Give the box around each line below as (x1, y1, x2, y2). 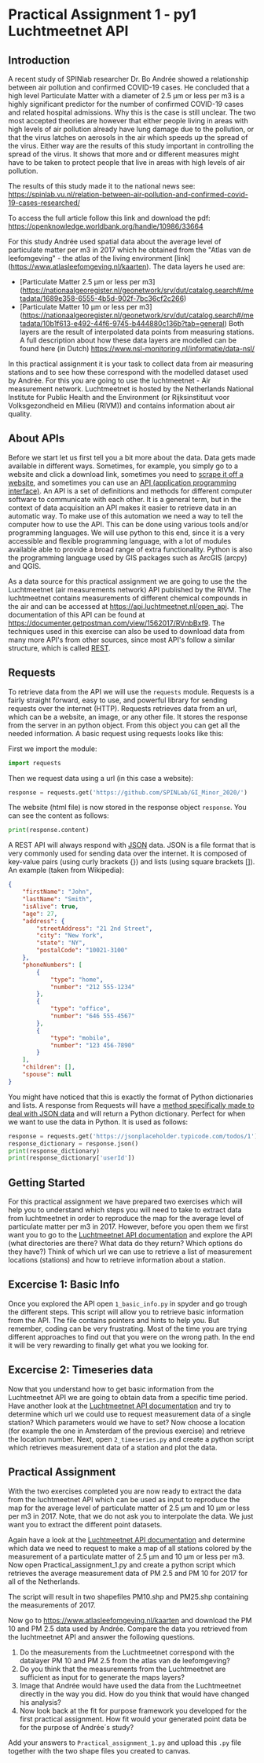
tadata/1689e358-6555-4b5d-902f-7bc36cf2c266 (19, 294, 185, 303)
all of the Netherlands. (8, 1577, 80, 1586)
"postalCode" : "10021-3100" (36, 947, 128, 955)
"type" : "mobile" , (49, 1034, 111, 1042)
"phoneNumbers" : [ (22, 961, 82, 969)
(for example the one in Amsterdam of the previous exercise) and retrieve (8, 1426, 246, 1435)
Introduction (8, 53, 71, 67)
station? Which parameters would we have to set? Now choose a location (8, 1417, 246, 1427)
